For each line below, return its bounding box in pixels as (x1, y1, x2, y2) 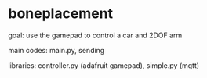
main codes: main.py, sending (8, 45, 105, 55)
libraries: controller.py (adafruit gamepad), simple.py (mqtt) (8, 60, 200, 70)
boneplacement (8, 5, 114, 23)
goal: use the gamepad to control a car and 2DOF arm (8, 30, 183, 40)
